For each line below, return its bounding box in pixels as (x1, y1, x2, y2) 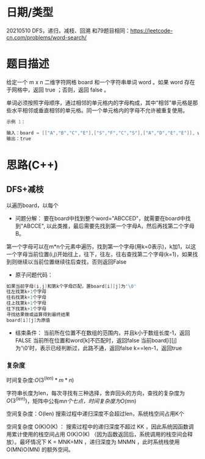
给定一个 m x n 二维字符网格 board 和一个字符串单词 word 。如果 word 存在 (6, 78, 195, 85)
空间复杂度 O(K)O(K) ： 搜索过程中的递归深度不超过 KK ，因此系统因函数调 (6, 423, 194, 430)
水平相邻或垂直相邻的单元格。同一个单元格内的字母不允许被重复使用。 (11, 106, 188, 114)
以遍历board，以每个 (6, 201, 59, 209)
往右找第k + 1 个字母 (6, 294, 47, 301)
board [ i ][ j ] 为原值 (6, 317, 51, 323)
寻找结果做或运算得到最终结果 (6, 311, 70, 317)
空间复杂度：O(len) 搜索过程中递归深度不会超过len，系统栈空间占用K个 (6, 410, 184, 417)
